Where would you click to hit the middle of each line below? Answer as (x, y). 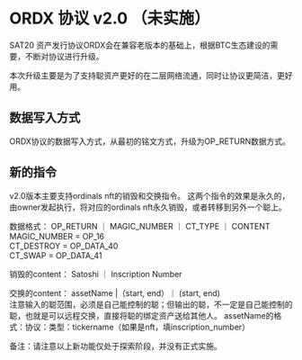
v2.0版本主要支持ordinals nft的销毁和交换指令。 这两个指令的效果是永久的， (150, 195)
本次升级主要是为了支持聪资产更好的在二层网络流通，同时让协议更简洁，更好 (151, 75)
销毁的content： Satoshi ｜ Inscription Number (96, 274)
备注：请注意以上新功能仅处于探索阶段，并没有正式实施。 (115, 346)
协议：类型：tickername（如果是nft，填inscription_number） (137, 327)
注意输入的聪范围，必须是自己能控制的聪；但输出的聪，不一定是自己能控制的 (151, 304)
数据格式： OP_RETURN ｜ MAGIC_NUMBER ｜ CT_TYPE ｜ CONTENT (140, 226)
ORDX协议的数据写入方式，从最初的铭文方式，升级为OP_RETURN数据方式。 (150, 141)
